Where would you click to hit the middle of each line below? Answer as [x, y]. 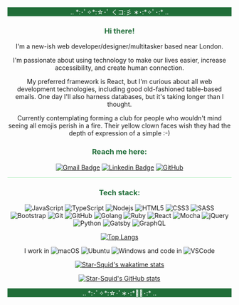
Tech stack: [119, 192]
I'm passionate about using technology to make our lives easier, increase [119, 61]
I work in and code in [103, 250]
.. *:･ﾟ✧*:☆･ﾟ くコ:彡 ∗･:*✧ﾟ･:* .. [119, 12]
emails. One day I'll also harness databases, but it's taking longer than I [119, 97]
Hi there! [119, 31]
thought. [119, 104]
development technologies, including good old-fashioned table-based [119, 89]
